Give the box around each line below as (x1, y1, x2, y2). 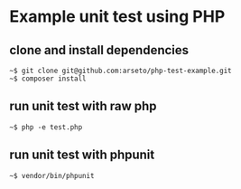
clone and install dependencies (9, 43, 190, 58)
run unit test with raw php (9, 99, 157, 114)
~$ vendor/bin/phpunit (9, 171, 95, 180)
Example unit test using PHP (9, 6, 226, 27)
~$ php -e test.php (9, 122, 83, 132)
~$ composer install (9, 74, 88, 83)
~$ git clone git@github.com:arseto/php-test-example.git (9, 66, 232, 75)
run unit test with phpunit (9, 147, 155, 163)
